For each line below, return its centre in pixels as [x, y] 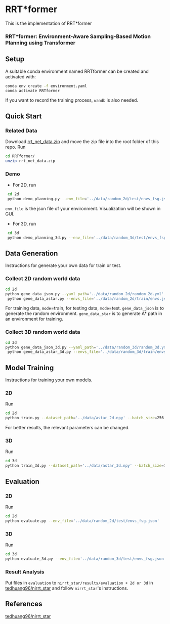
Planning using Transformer [40, 42]
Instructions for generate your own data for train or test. [63, 265]
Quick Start [24, 116]
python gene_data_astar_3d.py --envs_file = [54, 352]
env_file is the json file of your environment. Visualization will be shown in [83, 208]
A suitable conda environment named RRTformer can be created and [77, 71]
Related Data [21, 130]
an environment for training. [34, 319]
